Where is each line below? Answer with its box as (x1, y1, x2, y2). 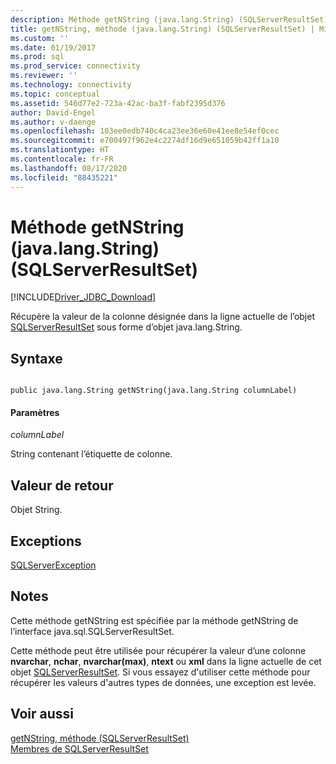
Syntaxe (10, 350, 63, 367)
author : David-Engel (10, 107, 97, 118)
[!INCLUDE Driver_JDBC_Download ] (10, 291, 157, 303)
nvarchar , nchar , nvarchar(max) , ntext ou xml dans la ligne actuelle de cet (10, 655, 322, 667)
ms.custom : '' (10, 33, 70, 43)
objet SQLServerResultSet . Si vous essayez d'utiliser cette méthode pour (10, 666, 311, 678)
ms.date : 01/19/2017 (10, 42, 97, 53)
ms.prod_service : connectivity (10, 61, 141, 71)
